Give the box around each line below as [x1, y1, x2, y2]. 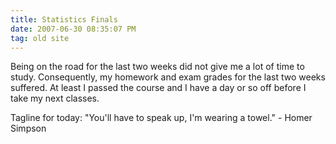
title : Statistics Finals [10, 14, 118, 25]
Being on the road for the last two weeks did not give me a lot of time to [10, 61, 305, 73]
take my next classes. [10, 92, 100, 105]
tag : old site [10, 33, 70, 43]
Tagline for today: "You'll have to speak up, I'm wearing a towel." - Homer [10, 112, 313, 124]
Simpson [10, 122, 47, 135]
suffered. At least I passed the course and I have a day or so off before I [10, 82, 307, 94]
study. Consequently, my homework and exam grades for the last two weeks [10, 71, 326, 83]
